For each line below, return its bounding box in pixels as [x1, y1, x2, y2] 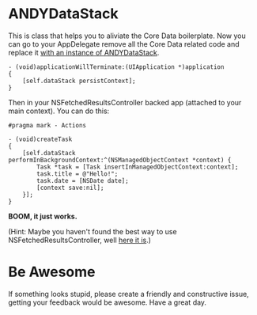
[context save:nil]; [36, 184, 104, 192]
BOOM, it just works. [8, 211, 77, 221]
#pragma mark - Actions [8, 121, 87, 129]
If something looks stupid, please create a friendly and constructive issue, [8, 289, 249, 298]
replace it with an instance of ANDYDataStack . [8, 47, 160, 57]
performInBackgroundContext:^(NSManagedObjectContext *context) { [8, 156, 232, 164]
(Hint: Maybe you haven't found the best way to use [8, 226, 177, 236]
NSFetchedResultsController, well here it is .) [8, 235, 152, 245]
